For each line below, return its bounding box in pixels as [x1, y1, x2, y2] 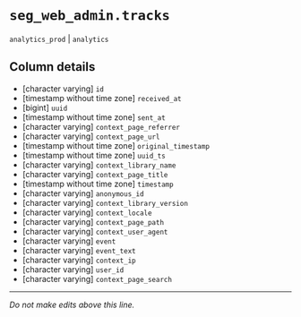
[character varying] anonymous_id [21, 187, 145, 199]
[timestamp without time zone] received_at [21, 92, 182, 103]
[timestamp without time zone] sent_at [21, 111, 166, 123]
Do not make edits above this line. [9, 299, 135, 310]
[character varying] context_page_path [21, 216, 164, 227]
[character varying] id [21, 83, 105, 94]
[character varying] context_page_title [21, 168, 168, 179]
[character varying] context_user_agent [21, 226, 168, 236]
